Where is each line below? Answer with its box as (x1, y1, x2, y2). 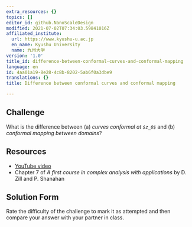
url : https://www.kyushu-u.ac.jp (11, 36, 94, 42)
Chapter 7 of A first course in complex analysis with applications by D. (14, 168, 187, 175)
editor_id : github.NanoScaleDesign (6, 20, 94, 25)
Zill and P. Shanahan (14, 175, 65, 182)
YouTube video (14, 162, 51, 170)
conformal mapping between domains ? (6, 129, 102, 136)
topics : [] (6, 14, 33, 20)
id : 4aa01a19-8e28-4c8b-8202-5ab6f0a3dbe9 (6, 69, 112, 75)
